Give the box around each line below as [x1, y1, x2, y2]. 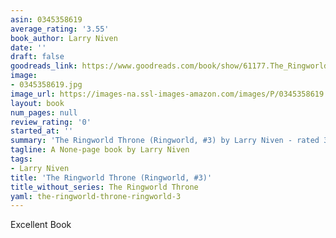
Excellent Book [10, 219, 72, 231]
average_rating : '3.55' [10, 24, 110, 34]
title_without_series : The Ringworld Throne [10, 182, 199, 192]
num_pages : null [10, 107, 78, 118]
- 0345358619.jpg [10, 80, 83, 90]
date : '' [10, 42, 47, 53]
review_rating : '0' [10, 117, 92, 127]
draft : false [10, 52, 65, 62]
